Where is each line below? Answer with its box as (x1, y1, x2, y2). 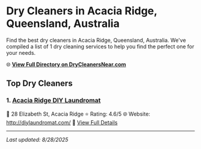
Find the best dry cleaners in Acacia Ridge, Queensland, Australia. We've (6, 36, 187, 44)
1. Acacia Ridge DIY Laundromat (6, 97, 101, 105)
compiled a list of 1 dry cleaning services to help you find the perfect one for (6, 43, 194, 50)
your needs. (6, 49, 36, 56)
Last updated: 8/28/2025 (6, 136, 69, 143)
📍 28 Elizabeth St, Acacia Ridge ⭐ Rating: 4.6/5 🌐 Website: (6, 110, 151, 117)
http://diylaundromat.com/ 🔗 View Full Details (6, 119, 118, 126)
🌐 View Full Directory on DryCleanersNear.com (6, 61, 127, 68)
